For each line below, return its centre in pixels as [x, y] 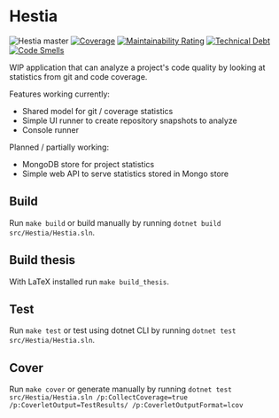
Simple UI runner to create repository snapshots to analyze [129, 120]
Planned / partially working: [59, 147]
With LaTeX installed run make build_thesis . [89, 282]
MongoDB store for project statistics [88, 164]
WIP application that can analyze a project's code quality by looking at [137, 67]
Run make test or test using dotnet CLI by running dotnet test [123, 330]
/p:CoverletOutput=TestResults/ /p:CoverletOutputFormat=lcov [126, 406]
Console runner [50, 129]
